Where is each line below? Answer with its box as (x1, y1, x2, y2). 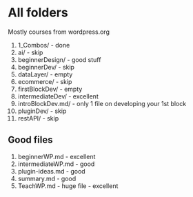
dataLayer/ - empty (17, 70, 73, 79)
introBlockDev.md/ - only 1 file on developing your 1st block (17, 99, 187, 107)
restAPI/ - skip (17, 114, 59, 122)
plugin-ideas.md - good (17, 167, 85, 175)
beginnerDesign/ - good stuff (17, 55, 101, 63)
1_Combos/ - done (17, 41, 70, 49)
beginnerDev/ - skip (17, 63, 75, 71)
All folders (8, 5, 68, 21)
